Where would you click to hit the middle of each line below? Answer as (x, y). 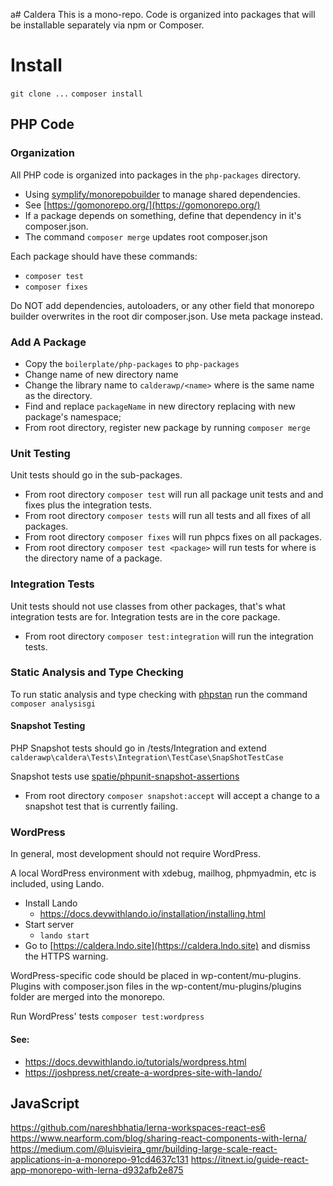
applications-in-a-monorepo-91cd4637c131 (99, 1160)
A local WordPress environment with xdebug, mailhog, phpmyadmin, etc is (163, 873)
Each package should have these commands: (104, 256)
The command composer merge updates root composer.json (146, 236)
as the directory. (58, 395)
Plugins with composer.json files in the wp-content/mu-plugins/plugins (156, 986)
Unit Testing (40, 453)
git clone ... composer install (76, 94)
